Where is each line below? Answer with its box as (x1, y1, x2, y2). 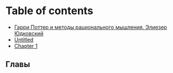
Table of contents (5, 4, 94, 18)
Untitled (14, 36, 34, 43)
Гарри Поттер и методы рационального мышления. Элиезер (14, 24, 168, 31)
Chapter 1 (14, 42, 38, 49)
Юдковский (14, 29, 44, 36)
